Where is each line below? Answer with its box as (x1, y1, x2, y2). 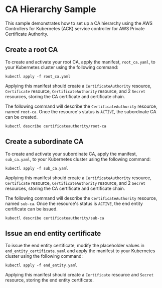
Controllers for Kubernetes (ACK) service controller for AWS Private (5, 25, 145, 31)
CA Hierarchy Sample (5, 4, 96, 15)
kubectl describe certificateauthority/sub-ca (5, 215, 104, 221)
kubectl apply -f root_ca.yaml (5, 74, 71, 79)
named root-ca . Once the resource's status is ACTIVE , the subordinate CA (5, 108, 156, 114)
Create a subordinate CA (5, 137, 84, 146)
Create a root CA (5, 45, 58, 54)
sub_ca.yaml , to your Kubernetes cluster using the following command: (5, 156, 151, 162)
